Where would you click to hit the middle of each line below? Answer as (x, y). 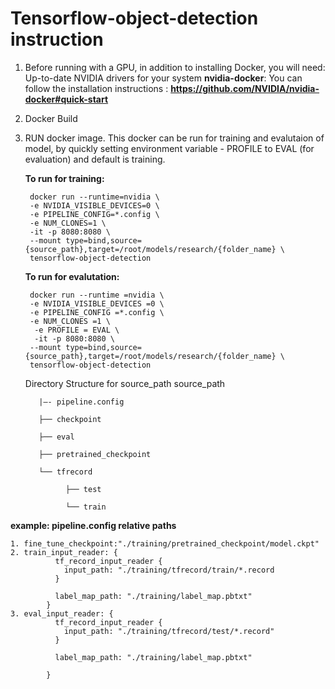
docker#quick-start (66, 99)
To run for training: (64, 178)
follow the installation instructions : (96, 88)
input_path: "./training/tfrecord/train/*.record (169, 570)
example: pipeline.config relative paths (93, 525)
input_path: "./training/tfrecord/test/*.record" (169, 631)
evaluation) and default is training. (95, 159)
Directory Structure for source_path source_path (125, 383)
